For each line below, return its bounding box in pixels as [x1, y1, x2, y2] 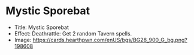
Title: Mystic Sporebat [14, 24, 69, 31]
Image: [14, 36, 32, 43]
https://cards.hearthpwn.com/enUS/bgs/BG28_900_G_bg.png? [32, 36, 188, 43]
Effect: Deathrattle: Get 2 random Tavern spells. [14, 30, 132, 37]
